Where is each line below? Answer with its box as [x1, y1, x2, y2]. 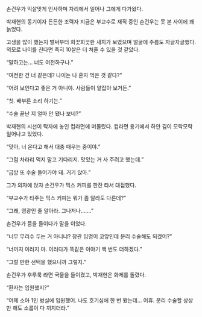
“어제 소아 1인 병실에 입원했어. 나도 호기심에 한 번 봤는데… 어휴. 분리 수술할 [6, 297, 182, 304]
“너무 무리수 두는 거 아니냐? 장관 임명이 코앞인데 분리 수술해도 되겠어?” [6, 233, 172, 240]
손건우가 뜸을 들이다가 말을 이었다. [6, 220, 87, 227]
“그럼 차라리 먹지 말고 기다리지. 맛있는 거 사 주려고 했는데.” [6, 156, 144, 163]
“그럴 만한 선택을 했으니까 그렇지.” [6, 259, 86, 265]
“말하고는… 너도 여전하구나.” [6, 59, 74, 66]
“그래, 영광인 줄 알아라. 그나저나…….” [6, 207, 94, 214]
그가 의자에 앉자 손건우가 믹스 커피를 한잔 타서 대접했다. [6, 181, 137, 189]
